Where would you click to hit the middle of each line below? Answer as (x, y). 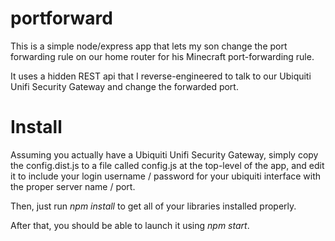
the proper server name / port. (73, 186)
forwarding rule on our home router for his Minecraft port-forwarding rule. (162, 56)
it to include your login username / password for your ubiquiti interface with (166, 176)
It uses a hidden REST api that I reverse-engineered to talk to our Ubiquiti (161, 76)
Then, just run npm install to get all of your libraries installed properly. (153, 206)
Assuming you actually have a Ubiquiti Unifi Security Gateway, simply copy (164, 154)
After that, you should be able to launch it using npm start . (130, 225)
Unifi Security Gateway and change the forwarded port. (124, 86)
